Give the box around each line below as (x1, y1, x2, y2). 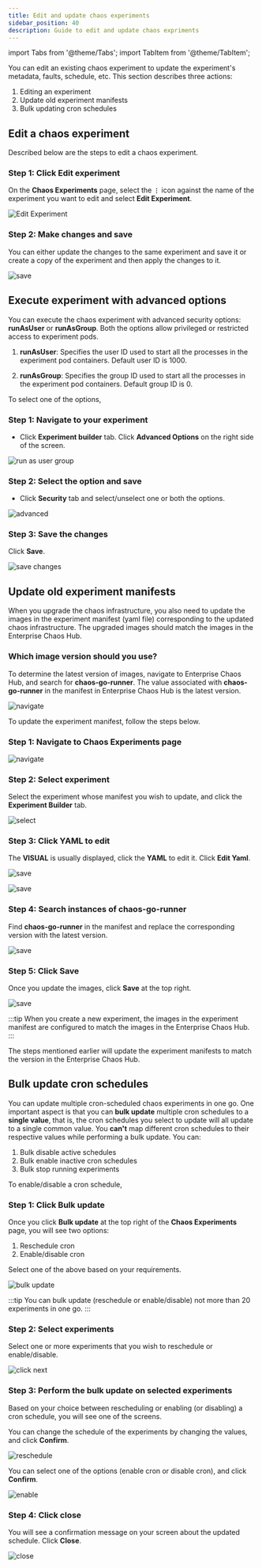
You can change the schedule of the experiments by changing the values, (8, 1426, 248, 1437)
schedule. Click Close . (8, 1536, 81, 1546)
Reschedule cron (19, 1241, 75, 1251)
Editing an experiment (19, 87, 92, 97)
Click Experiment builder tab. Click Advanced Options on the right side (19, 432, 254, 442)
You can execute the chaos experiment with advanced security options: (8, 314, 241, 325)
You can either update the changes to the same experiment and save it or (8, 247, 247, 256)
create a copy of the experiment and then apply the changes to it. (8, 255, 222, 265)
